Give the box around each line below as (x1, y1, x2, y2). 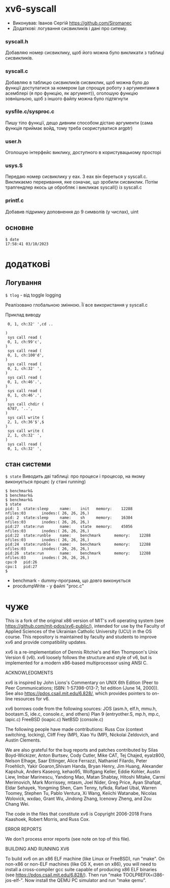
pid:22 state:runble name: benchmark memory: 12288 (5, 533, 151, 538)
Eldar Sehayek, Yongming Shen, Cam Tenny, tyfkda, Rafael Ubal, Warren (5, 785, 157, 791)
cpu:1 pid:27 (5, 564, 38, 570)
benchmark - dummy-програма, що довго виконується (12, 578, 131, 584)
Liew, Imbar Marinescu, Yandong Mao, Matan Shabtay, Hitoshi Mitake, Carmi (5, 774, 165, 780)
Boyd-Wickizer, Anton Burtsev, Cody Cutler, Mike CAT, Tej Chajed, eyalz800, (5, 752, 165, 758)
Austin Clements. (5, 737, 41, 743)
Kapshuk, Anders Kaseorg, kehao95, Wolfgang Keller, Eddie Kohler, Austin (5, 768, 160, 775)
